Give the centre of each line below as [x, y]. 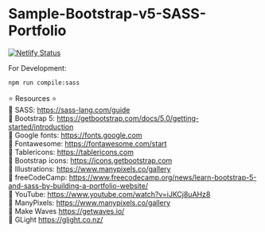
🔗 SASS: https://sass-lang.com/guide [69, 110]
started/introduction [41, 126]
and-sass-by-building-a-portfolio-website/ [78, 186]
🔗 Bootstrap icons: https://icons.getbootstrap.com [90, 160]
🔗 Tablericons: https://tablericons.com [71, 152]
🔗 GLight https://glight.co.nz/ [56, 219]
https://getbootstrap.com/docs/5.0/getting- [128, 118]
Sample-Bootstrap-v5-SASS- [107, 14]
